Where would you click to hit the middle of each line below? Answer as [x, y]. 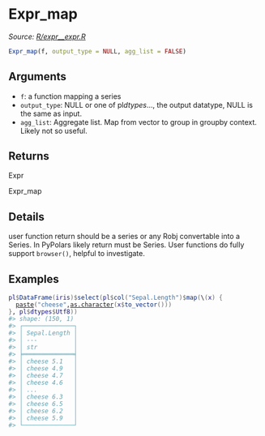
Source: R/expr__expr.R [47, 36]
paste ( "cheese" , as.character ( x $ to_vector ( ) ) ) [94, 305]
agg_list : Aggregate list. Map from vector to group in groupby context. [139, 122]
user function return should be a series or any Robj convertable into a [124, 237]
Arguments [38, 77]
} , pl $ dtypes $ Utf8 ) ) [43, 312]
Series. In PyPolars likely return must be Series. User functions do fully [126, 245]
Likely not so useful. [53, 130]
